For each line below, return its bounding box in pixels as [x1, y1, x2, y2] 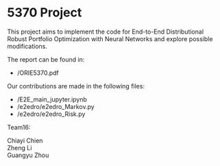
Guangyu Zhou [7, 151, 49, 159]
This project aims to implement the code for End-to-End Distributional [7, 27, 204, 36]
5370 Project [7, 5, 82, 21]
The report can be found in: [7, 55, 85, 63]
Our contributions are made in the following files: [7, 82, 145, 90]
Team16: [7, 123, 31, 131]
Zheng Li [7, 143, 32, 152]
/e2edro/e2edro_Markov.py [16, 102, 95, 110]
